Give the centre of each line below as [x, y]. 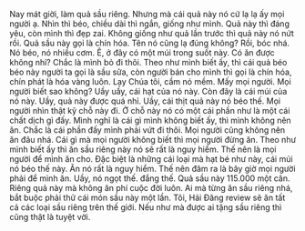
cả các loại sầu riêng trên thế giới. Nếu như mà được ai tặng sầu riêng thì [146, 207]
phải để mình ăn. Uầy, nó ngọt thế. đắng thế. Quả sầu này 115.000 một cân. [150, 178]
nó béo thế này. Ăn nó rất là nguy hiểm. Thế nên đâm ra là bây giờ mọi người [152, 169]
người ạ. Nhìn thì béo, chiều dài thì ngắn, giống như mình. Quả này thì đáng [149, 24]
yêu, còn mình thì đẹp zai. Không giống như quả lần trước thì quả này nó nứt [152, 33]
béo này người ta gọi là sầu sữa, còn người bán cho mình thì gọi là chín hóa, [151, 72]
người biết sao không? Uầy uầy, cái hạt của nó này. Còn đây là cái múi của [148, 91]
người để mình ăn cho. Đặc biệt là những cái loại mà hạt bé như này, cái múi [151, 159]
